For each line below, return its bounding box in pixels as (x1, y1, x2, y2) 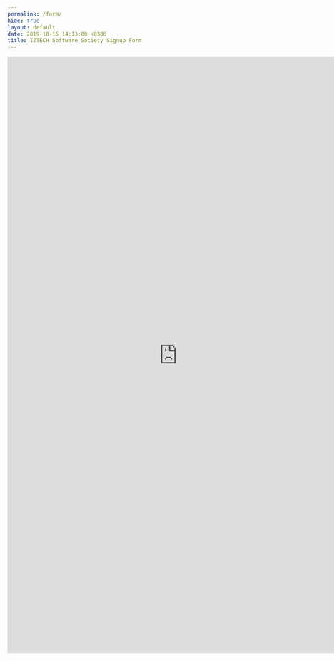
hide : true (7, 17, 40, 24)
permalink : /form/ (7, 10, 62, 18)
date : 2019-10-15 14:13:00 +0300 (7, 30, 107, 38)
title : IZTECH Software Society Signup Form (7, 37, 142, 44)
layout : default (7, 24, 56, 31)
